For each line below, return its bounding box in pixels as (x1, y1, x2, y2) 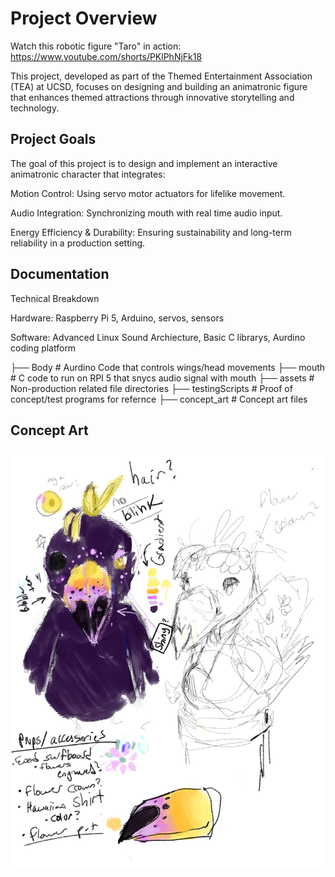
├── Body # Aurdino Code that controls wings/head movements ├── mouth (10, 361, 326, 373)
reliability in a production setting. (10, 237, 146, 249)
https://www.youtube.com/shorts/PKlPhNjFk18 (10, 50, 203, 62)
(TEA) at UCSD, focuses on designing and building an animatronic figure (10, 80, 308, 92)
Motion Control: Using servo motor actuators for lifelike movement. (10, 187, 286, 199)
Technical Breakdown (10, 292, 100, 304)
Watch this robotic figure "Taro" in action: (10, 40, 182, 52)
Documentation (10, 266, 110, 283)
